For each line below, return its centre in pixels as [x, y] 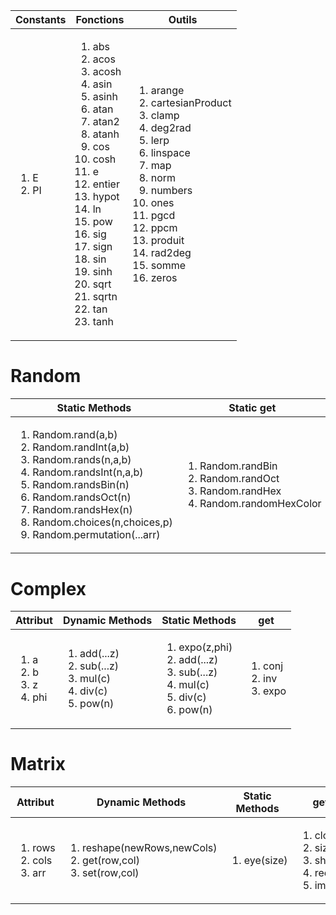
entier [106, 184]
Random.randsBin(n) [81, 484]
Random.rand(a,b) [75, 434]
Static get [252, 407]
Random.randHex [240, 491]
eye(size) [265, 860]
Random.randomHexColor [260, 503]
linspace [170, 152]
